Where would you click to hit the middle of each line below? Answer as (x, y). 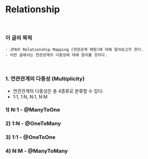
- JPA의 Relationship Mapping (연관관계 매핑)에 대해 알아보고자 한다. (75, 50)
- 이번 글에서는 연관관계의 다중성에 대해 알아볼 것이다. (56, 55)
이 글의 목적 (19, 38)
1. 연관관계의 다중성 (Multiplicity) (45, 79)
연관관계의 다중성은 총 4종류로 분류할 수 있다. (58, 91)
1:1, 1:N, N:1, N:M (30, 97)
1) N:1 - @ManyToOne (33, 110)
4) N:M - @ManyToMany (37, 151)
